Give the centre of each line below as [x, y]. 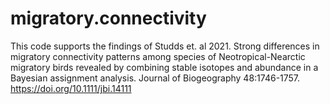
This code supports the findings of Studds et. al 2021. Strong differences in [165, 46]
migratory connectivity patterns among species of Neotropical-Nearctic [158, 56]
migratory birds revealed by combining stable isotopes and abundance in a [164, 67]
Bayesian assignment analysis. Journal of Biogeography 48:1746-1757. [155, 78]
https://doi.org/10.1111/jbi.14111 [71, 88]
